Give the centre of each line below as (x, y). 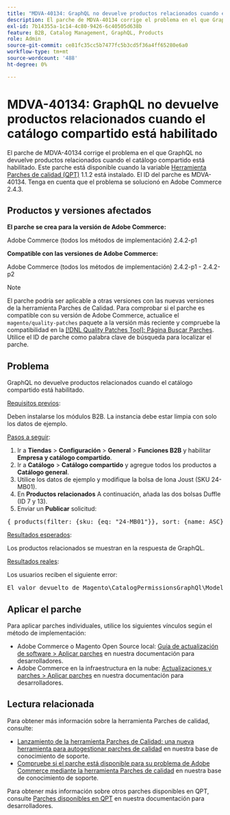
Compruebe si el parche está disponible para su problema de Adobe (113, 763)
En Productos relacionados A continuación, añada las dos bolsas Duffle (119, 494)
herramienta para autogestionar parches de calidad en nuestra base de (117, 748)
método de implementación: (47, 633)
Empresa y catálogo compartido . (64, 458)
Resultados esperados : (39, 535)
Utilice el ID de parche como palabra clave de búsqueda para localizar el (110, 338)
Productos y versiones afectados (79, 210)
